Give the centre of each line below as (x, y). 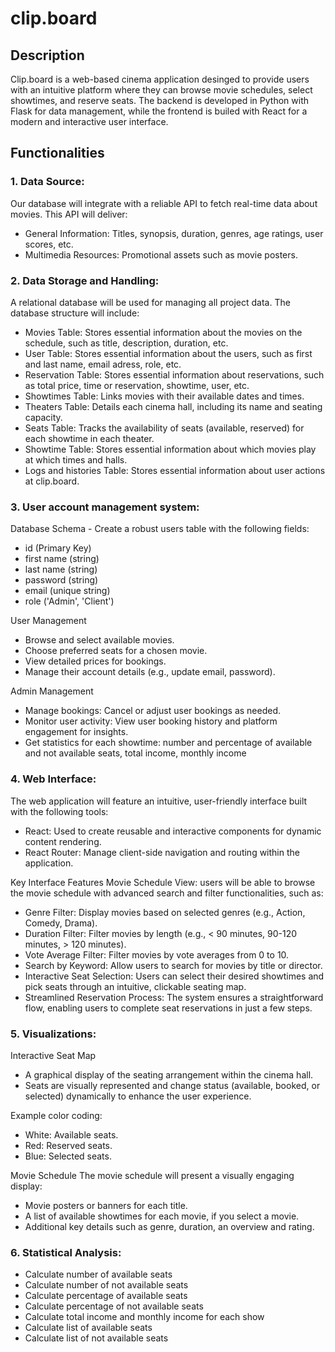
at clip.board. (52, 481)
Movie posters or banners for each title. (106, 1205)
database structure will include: (75, 313)
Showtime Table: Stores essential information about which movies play (170, 449)
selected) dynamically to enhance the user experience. (138, 1096)
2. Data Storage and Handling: (85, 280)
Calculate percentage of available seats (106, 1296)
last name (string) (61, 569)
